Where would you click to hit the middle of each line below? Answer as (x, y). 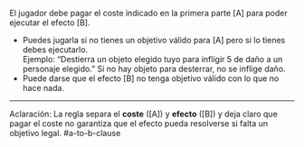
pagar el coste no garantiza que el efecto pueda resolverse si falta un (139, 124)
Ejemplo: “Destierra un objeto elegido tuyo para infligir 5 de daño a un (152, 59)
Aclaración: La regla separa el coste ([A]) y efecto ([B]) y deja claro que (143, 114)
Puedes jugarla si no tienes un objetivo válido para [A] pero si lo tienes (154, 40)
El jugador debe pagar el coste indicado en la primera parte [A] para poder (148, 13)
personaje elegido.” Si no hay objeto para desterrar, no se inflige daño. (154, 69)
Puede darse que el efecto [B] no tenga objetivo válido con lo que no (151, 78)
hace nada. (43, 88)
